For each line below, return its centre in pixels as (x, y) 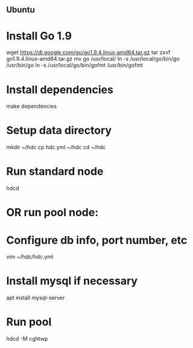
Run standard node (55, 172)
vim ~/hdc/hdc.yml (30, 257)
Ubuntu (21, 10)
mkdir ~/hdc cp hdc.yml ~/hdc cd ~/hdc (56, 148)
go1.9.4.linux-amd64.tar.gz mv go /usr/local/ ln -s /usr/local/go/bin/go (93, 59)
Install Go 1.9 (39, 36)
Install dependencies (60, 89)
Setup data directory (59, 130)
